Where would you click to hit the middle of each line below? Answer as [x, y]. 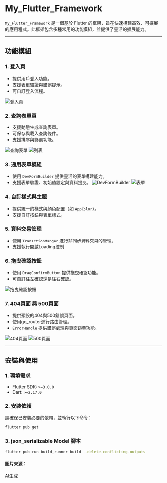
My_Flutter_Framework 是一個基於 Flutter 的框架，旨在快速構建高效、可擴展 [82, 23]
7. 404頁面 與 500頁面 [32, 304]
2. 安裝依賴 [18, 406]
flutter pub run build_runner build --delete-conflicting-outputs [75, 452]
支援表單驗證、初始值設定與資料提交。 [51, 183]
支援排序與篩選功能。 [34, 139]
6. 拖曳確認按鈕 [24, 261]
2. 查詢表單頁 [21, 116]
